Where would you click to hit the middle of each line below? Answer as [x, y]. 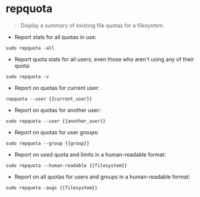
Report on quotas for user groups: [57, 132]
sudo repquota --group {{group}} [48, 143]
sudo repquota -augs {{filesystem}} [52, 188]
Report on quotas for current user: [57, 88]
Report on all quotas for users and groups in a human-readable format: [102, 177]
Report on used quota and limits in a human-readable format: [90, 154]
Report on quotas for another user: [57, 110]
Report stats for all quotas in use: [55, 37]
